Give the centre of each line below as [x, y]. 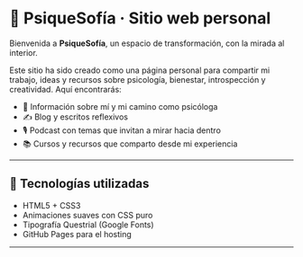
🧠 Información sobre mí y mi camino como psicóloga [120, 106]
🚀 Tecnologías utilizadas [79, 184]
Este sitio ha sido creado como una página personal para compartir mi [140, 70]
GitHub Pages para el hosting [77, 234]
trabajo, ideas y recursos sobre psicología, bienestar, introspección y [138, 79]
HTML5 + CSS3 [51, 205]
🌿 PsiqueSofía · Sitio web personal [140, 18]
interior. [23, 52]
